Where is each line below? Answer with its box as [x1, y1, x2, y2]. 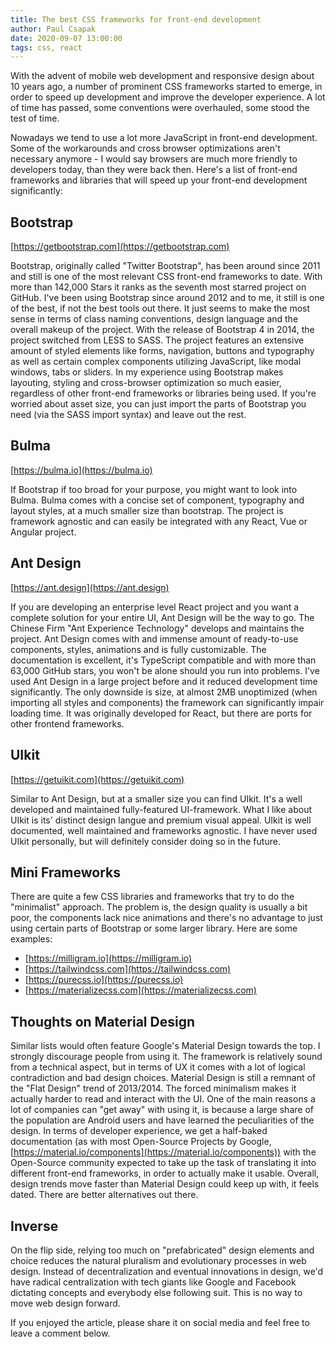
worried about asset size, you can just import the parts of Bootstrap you [10, 398, 307, 410]
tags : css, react [10, 42, 83, 53]
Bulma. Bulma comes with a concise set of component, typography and [10, 494, 305, 506]
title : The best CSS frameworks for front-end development [10, 14, 262, 25]
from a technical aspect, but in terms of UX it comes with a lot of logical [10, 1061, 306, 1073]
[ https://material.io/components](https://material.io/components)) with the [10, 1146, 317, 1158]
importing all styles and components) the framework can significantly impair [10, 696, 325, 708]
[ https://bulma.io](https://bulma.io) [10, 464, 153, 476]
